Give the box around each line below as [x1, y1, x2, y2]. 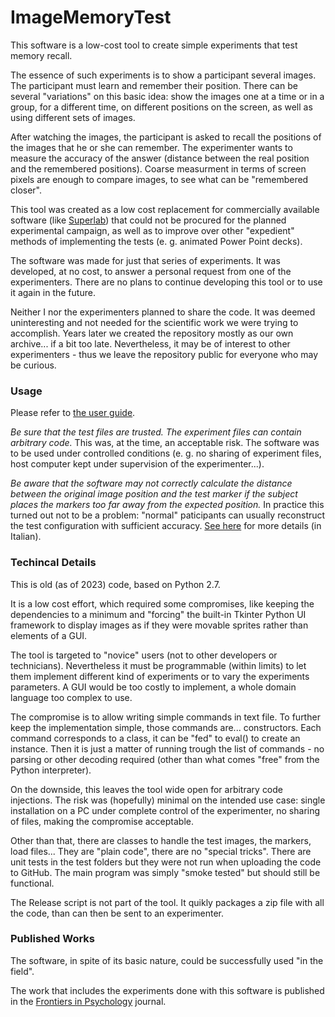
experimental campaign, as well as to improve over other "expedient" [10, 224, 295, 236]
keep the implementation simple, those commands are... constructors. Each [10, 721, 322, 733]
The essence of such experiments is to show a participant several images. [10, 69, 317, 81]
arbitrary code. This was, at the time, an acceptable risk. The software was [10, 437, 320, 449]
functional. [10, 877, 55, 889]
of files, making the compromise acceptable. [10, 815, 195, 827]
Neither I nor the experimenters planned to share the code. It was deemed [10, 306, 316, 318]
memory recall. [10, 49, 73, 61]
